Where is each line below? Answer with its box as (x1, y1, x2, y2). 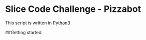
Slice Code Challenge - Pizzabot (5, 3, 141, 15)
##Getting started (5, 29, 42, 35)
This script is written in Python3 (5, 20, 71, 26)
